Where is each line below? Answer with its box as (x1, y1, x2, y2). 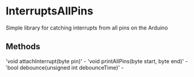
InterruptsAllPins (5, 4, 93, 18)
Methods (5, 42, 41, 52)
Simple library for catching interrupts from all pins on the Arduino (5, 24, 168, 31)
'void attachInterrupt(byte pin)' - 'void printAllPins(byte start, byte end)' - (5, 57, 189, 64)
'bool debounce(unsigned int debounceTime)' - (5, 64, 124, 71)
